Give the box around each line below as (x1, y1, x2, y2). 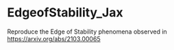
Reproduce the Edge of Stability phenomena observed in (7, 27, 168, 36)
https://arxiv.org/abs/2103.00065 (7, 34, 101, 42)
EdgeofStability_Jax (7, 5, 123, 21)
